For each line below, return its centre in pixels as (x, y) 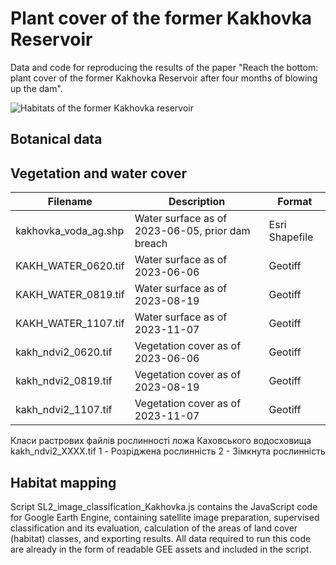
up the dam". (36, 88)
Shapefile (291, 237)
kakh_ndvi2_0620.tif (64, 352)
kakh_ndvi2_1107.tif (64, 410)
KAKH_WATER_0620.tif (70, 266)
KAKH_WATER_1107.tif (70, 324)
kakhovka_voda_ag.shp (70, 231)
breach (151, 244)
